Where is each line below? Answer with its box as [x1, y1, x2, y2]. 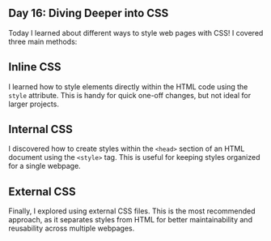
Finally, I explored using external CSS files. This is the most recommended [8, 206, 256, 216]
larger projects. [8, 99, 59, 109]
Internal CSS [8, 123, 73, 136]
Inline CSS [8, 60, 61, 74]
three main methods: [8, 37, 78, 46]
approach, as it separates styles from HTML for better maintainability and [8, 215, 253, 225]
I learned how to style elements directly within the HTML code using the [8, 81, 248, 92]
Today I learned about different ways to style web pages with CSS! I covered [8, 28, 264, 37]
